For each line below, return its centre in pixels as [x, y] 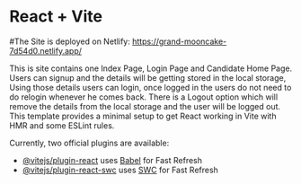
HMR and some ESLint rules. [62, 125]
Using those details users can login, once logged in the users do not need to [150, 87]
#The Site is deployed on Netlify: [70, 41]
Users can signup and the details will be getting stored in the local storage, [148, 77]
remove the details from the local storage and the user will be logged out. [145, 106]
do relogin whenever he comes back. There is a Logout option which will [144, 97]
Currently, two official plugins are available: [89, 143]
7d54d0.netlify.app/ [46, 50]
